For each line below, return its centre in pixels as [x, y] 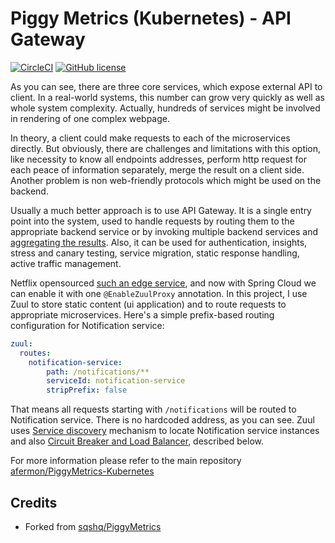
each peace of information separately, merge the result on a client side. [157, 169]
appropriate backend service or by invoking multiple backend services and [164, 231]
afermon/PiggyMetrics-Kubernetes [82, 471]
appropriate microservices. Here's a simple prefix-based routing [142, 314]
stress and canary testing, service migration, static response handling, [155, 253]
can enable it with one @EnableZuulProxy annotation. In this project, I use [159, 293]
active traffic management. [66, 263]
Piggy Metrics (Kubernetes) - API [151, 18]
